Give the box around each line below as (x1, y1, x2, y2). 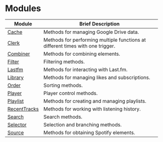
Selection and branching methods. (43, 121, 122, 128)
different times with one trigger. (43, 42, 115, 49)
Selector (7, 121, 27, 128)
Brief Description (79, 20, 120, 27)
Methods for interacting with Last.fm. (43, 66, 128, 73)
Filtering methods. (43, 58, 85, 65)
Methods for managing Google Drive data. (43, 29, 139, 35)
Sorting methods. (43, 82, 83, 89)
